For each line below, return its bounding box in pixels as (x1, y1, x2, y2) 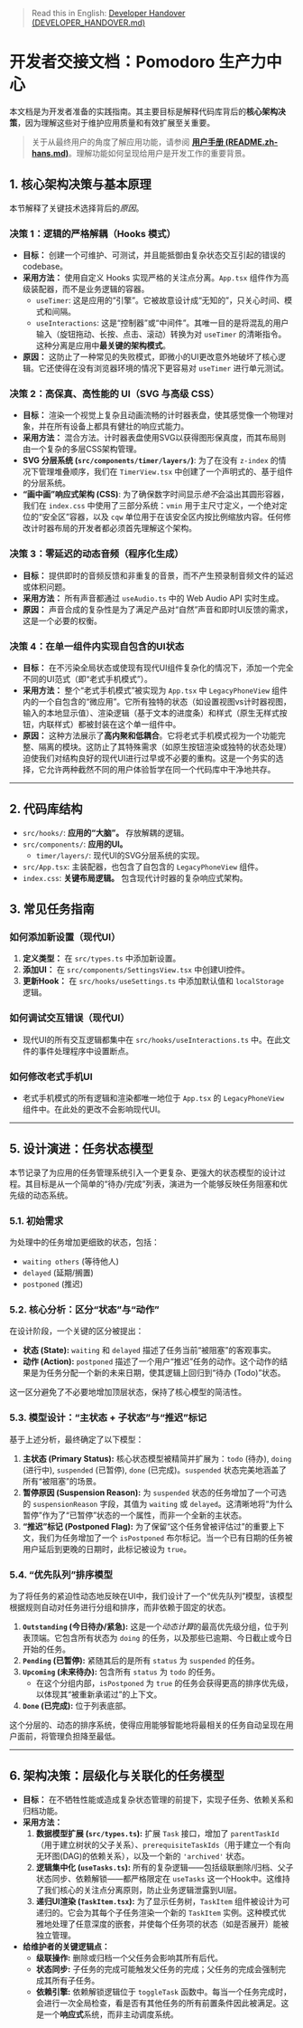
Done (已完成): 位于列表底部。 (22, 1701, 131, 1711)
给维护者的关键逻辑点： (22, 1940, 110, 1952)
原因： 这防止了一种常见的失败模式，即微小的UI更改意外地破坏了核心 (22, 352, 278, 363)
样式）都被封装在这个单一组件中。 (53, 718, 181, 729)
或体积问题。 (22, 581, 70, 592)
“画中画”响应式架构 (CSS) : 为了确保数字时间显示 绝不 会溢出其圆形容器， (22, 488, 289, 500)
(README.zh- (225, 136, 279, 147)
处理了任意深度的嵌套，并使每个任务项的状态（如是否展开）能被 (51, 1918, 289, 1929)
